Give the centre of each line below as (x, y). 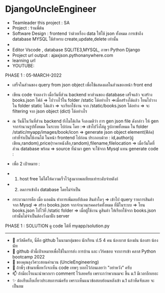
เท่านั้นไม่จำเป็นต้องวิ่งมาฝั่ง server (41, 216)
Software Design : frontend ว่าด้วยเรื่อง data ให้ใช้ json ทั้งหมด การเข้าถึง (78, 33)
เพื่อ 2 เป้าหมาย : (26, 164)
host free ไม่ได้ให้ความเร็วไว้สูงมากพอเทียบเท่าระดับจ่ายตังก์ (69, 178)
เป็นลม (18, 286)
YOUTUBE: (23, 65)
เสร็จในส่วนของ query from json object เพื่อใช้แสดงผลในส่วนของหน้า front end (82, 85)
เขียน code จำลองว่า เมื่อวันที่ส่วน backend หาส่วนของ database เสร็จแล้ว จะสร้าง (82, 94)
